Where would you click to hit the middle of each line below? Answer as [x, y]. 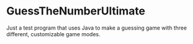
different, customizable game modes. [53, 34]
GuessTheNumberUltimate [76, 11]
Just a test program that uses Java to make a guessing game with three [96, 28]
